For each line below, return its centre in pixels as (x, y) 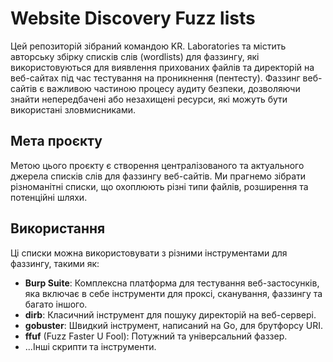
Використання (58, 228)
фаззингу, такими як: (55, 263)
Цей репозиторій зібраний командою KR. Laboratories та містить (148, 46)
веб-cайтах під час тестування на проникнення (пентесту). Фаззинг (155, 78)
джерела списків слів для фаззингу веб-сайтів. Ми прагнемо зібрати (158, 176)
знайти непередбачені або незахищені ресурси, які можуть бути (149, 99)
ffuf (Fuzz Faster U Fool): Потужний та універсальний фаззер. (156, 336)
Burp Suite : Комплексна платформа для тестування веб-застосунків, (172, 283)
